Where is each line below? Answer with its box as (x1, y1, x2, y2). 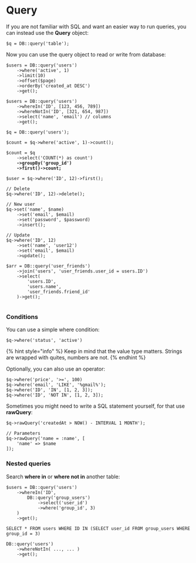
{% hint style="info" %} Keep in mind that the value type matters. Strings (6, 348, 183, 355)
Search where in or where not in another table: (6, 473, 120, 480)
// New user (6, 201, 35, 207)
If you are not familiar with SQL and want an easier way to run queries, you (6, 23, 187, 30)
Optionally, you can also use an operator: (6, 365, 106, 372)
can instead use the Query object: (6, 29, 89, 36)
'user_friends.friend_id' (27, 289, 91, 295)
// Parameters (6, 431, 41, 437)
